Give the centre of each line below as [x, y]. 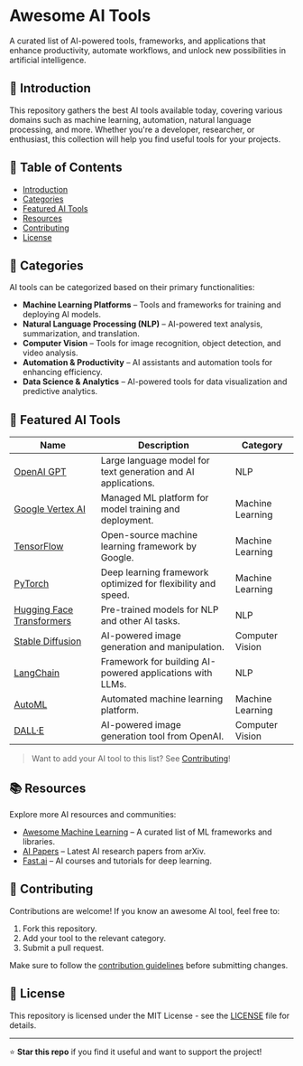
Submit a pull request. [63, 948]
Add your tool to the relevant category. [94, 938]
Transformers [43, 621]
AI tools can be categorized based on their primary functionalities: [132, 288]
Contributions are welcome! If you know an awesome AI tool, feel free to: [145, 910]
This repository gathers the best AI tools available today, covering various [146, 110]
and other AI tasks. [140, 621]
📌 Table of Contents [66, 168]
